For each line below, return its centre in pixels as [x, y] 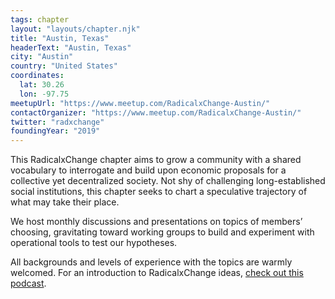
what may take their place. [65, 202]
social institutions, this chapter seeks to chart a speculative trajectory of [159, 192]
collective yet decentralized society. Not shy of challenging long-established [168, 181]
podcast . [28, 283]
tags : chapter [40, 19]
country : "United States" [64, 66]
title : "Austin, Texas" [60, 38]
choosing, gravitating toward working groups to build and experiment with [162, 232]
